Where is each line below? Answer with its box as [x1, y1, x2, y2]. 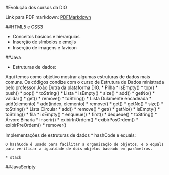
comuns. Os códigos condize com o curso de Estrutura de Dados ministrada [5, 79, 164, 85]
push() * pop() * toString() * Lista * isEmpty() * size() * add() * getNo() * [5, 90, 155, 96]
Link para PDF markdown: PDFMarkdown [5, 14, 91, 20]
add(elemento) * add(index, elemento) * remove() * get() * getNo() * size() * [5, 101, 163, 107]
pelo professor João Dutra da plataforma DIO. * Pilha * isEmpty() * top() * [5, 84, 158, 91]
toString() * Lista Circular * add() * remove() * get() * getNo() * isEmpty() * [5, 106, 160, 112]
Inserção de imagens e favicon [12, 45, 77, 50]
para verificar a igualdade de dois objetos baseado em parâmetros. [5, 146, 153, 151]
